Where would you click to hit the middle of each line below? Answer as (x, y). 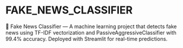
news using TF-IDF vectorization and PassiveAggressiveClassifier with (91, 32)
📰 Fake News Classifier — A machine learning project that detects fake (91, 26)
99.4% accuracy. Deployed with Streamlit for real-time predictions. (87, 39)
